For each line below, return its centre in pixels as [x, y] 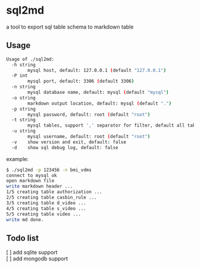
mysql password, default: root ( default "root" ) [89, 114]
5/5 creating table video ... [44, 214]
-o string [24, 98]
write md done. [25, 220]
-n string [24, 87]
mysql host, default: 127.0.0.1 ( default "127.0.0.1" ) [97, 70]
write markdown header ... [40, 187]
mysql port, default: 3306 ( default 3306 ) [81, 81]
